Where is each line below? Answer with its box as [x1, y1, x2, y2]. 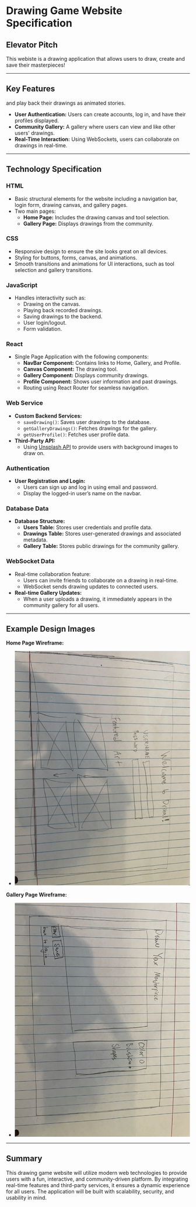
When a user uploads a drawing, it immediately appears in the [23, 595, 172, 602]
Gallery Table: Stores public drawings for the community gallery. [23, 543, 180, 550]
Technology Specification [6, 164, 102, 174]
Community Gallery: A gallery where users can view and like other [14, 123, 176, 130]
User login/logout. [23, 319, 67, 326]
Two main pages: [14, 208, 56, 215]
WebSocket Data [6, 557, 55, 565]
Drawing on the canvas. [23, 301, 80, 308]
